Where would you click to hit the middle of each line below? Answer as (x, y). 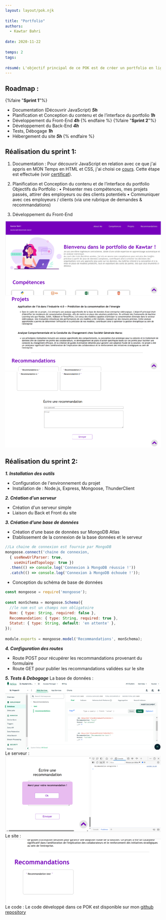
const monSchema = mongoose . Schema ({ (44, 602)
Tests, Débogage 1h (33, 131)
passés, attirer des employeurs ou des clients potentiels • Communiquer (86, 194)
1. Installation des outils (30, 473)
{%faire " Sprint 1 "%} (26, 100)
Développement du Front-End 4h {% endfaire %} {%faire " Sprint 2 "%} (84, 121)
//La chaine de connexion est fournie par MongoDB (58, 547)
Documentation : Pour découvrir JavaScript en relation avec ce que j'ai (84, 164)
